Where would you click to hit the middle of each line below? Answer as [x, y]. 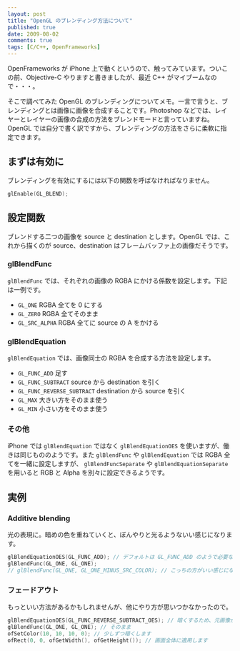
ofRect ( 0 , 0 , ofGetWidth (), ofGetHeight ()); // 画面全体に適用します [108, 640]
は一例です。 [26, 289]
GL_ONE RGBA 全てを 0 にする [60, 305]
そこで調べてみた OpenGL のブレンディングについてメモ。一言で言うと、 [115, 101]
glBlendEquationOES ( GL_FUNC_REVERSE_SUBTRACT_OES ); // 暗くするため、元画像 [119, 620]
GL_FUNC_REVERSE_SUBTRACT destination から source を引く [102, 391]
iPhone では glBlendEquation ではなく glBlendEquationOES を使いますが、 [115, 446]
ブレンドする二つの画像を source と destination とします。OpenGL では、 [116, 236]
